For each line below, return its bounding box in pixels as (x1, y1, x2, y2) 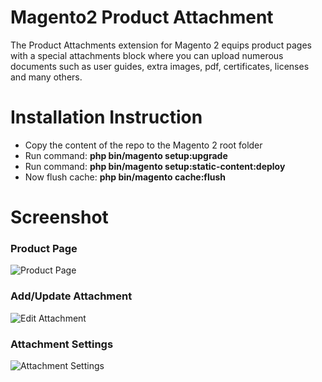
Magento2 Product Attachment (10, 6, 274, 29)
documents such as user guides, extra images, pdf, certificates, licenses (10, 60, 310, 72)
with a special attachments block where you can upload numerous (10, 49, 284, 61)
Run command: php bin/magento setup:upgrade (24, 149, 228, 161)
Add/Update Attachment (10, 289, 133, 303)
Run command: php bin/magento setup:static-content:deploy (24, 160, 286, 172)
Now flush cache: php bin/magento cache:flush (24, 171, 227, 183)
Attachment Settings (10, 337, 114, 351)
